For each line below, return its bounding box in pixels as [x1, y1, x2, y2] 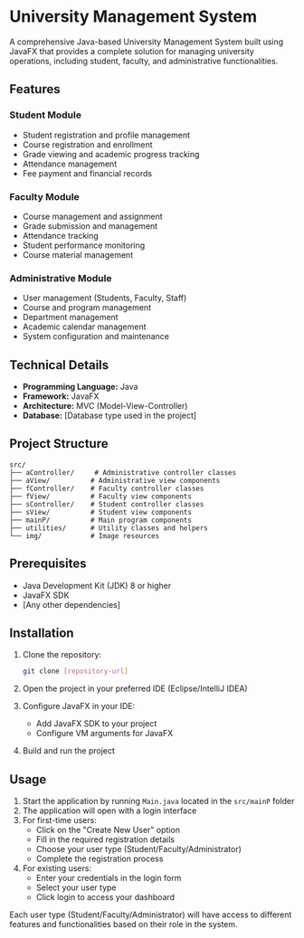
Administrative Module [9, 271, 112, 284]
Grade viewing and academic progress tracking [22, 148, 200, 159]
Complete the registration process [35, 853, 164, 865]
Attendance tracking [22, 230, 100, 241]
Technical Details [9, 357, 109, 373]
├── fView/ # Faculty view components [9, 491, 193, 501]
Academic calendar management [22, 321, 147, 332]
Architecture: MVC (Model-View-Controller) [22, 401, 188, 412]
